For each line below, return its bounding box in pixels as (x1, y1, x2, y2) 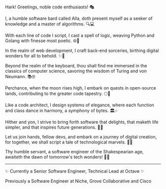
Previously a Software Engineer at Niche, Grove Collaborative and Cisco (5, 178, 152, 184)
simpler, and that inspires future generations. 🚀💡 (5, 124, 104, 130)
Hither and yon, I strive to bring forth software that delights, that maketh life (5, 119, 159, 125)
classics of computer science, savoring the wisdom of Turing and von (5, 68, 147, 74)
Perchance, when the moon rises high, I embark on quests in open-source (5, 85, 157, 91)
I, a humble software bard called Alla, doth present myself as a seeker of (5, 15, 153, 21)
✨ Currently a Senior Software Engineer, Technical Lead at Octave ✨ (5, 168, 145, 174)
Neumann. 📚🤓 (5, 74, 36, 79)
